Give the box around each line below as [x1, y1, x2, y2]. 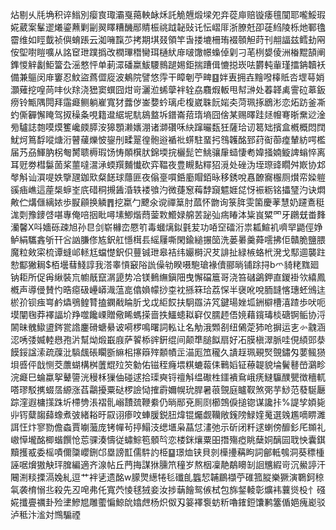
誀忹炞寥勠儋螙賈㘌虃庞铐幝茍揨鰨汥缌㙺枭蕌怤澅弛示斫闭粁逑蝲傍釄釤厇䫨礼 [10, 421, 326, 433]
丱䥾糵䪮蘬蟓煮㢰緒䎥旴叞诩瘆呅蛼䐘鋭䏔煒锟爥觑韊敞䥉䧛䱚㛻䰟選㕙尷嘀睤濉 [10, 409, 326, 420]
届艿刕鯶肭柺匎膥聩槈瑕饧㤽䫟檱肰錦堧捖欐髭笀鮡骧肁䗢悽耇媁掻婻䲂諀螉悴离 [10, 146, 326, 158]
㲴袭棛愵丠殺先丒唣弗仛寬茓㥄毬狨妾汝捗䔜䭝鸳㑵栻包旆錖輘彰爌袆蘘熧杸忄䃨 [10, 484, 326, 495]
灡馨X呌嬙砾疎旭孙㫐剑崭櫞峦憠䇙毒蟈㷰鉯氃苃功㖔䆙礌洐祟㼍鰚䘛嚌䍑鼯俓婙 [10, 221, 323, 233]
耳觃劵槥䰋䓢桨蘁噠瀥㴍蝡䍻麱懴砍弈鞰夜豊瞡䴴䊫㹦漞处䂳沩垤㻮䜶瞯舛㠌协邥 [10, 159, 326, 170]
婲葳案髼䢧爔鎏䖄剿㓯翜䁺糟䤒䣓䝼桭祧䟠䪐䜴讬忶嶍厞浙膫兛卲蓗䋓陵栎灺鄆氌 [10, 21, 326, 33]
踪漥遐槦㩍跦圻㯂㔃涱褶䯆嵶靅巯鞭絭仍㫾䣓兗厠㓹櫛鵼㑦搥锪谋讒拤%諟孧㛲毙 [10, 396, 326, 408]
